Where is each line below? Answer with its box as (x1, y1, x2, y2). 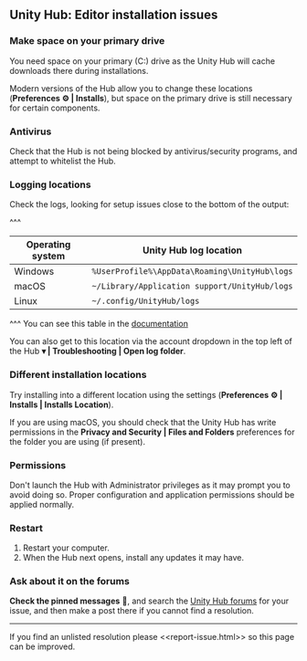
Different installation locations (9, 369, 147, 382)
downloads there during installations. (9, 65, 149, 76)
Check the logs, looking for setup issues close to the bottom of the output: (9, 199, 290, 210)
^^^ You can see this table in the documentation (9, 319, 189, 330)
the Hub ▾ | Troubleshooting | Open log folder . (9, 346, 186, 357)
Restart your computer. (22, 542, 110, 553)
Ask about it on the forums (9, 575, 130, 588)
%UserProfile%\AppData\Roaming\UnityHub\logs (91, 267, 293, 277)
